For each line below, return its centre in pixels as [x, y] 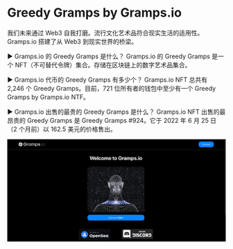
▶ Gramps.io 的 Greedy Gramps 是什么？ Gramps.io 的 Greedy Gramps [109, 56]
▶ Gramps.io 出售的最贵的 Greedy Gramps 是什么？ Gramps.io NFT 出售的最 [116, 112]
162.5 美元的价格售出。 [84, 129]
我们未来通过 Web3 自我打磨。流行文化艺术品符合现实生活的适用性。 [105, 33]
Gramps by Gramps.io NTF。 [49, 97]
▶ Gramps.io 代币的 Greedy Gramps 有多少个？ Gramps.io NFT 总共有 [107, 79]
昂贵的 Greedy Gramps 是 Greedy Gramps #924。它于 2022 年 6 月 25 [108, 120]
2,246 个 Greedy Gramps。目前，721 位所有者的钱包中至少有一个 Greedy [112, 88]
